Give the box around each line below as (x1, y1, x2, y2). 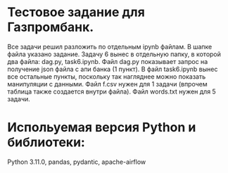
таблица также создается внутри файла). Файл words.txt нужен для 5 (7, 87, 216, 96)
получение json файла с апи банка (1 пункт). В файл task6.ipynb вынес (7, 65, 218, 73)
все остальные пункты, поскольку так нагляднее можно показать (7, 72, 206, 81)
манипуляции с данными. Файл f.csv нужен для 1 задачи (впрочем (7, 79, 208, 88)
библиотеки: (7, 134, 86, 150)
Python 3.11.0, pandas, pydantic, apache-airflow (7, 158, 146, 166)
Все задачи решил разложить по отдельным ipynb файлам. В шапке (7, 42, 213, 51)
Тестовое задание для (7, 4, 146, 20)
